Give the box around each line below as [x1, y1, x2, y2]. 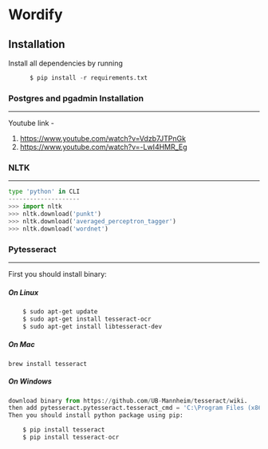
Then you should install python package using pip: [8, 412, 183, 419]
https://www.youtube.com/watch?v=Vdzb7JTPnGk [19, 134, 186, 144]
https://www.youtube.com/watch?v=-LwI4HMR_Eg [19, 142, 187, 152]
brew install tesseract [8, 360, 88, 368]
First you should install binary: [8, 270, 108, 279]
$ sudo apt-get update [22, 307, 98, 316]
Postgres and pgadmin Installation [8, 93, 144, 104]
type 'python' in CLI [8, 187, 81, 196]
